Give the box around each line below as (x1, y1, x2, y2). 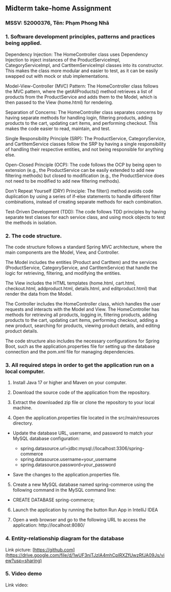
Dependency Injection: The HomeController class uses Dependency (5, 51, 148, 57)
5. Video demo (5, 570, 42, 577)
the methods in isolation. (5, 220, 57, 226)
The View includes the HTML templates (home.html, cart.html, (5, 280, 136, 286)
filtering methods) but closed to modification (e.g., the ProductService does (5, 172, 164, 179)
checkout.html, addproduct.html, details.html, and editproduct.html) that (5, 285, 157, 291)
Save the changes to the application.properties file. (12, 472, 120, 478)
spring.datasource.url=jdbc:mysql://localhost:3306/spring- (20, 445, 144, 452)
